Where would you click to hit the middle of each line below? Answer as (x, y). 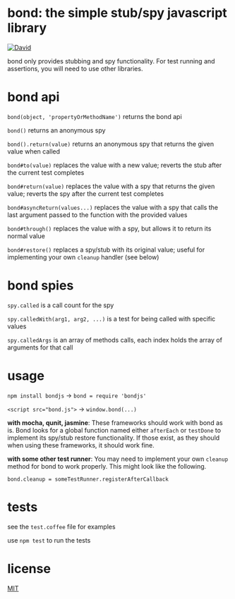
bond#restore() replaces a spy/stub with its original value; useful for (106, 249)
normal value (26, 236)
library (27, 28)
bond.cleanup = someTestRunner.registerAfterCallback (88, 479)
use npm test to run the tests (49, 540)
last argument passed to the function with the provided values (97, 215)
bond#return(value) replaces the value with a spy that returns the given (111, 186)
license (29, 568)
